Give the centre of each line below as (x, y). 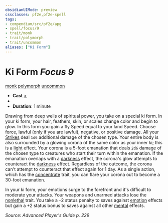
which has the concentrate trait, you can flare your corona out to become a (83, 174)
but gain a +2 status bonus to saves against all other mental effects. (75, 205)
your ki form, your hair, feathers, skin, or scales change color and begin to (81, 121)
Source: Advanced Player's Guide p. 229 (47, 215)
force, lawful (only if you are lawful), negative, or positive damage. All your (82, 132)
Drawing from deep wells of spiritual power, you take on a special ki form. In (83, 116)
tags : (11, 19)
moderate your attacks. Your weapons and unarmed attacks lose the (76, 195)
